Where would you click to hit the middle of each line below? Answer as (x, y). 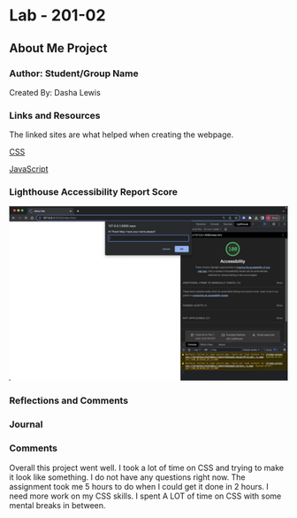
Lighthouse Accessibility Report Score (94, 192)
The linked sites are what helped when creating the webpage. (122, 135)
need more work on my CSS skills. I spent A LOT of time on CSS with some (145, 496)
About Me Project (58, 48)
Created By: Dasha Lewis (55, 92)
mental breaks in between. (57, 505)
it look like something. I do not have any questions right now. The (127, 477)
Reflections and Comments (69, 401)
